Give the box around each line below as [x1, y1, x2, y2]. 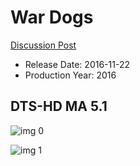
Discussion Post [10, 39, 77, 51]
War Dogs [10, 6, 94, 29]
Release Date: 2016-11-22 [24, 58, 130, 70]
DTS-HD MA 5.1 [10, 98, 108, 115]
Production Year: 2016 [24, 69, 117, 81]
